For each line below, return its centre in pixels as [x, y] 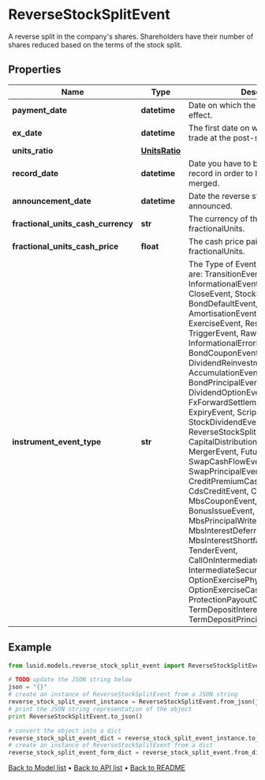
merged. [204, 183]
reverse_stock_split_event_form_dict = [74, 753]
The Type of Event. [223, 264]
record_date [35, 173]
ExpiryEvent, [211, 412]
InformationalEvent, [224, 283]
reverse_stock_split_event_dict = [65, 738]
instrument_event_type [57, 441]
